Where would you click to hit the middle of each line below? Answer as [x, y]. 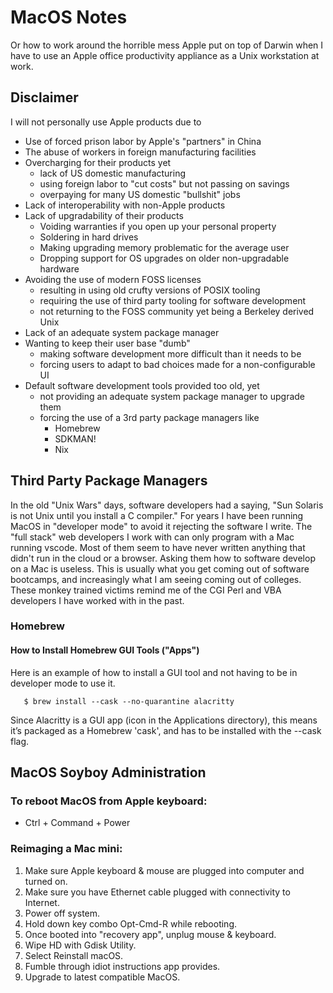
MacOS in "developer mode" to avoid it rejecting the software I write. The [161, 526]
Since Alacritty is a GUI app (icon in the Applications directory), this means [164, 720]
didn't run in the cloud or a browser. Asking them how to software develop [163, 558]
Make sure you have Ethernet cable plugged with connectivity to [157, 892]
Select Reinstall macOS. [74, 955]
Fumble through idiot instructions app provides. [122, 966]
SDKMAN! [75, 438]
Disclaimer [44, 97]
